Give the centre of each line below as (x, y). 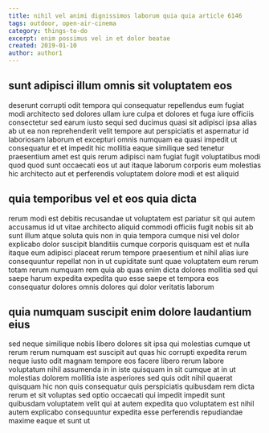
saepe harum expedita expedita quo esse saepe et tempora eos (114, 278)
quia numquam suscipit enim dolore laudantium (130, 312)
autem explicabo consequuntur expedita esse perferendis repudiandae (126, 412)
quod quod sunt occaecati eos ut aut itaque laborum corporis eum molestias (135, 165)
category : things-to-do (48, 31)
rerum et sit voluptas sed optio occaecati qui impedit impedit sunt (117, 395)
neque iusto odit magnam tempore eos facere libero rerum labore (116, 361)
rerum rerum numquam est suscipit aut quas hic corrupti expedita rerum (128, 353)
